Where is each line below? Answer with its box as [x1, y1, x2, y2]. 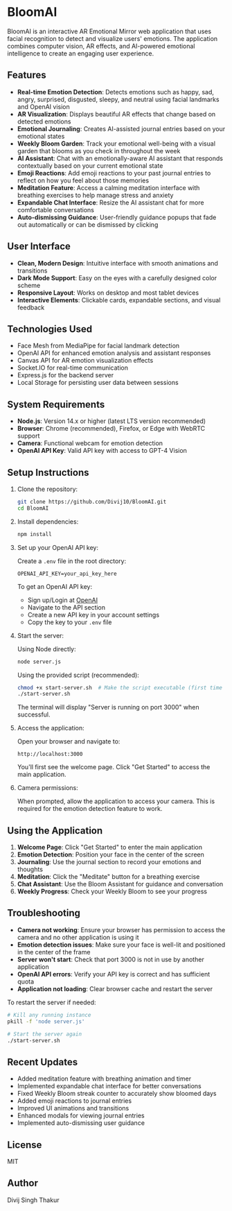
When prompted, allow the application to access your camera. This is [17, 797, 215, 805]
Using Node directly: [17, 644, 76, 653]
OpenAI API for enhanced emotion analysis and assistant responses [17, 349, 211, 357]
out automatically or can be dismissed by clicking [17, 220, 159, 229]
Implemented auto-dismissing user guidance [17, 1119, 145, 1127]
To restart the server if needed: [7, 998, 96, 1006]
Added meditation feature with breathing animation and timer [17, 1074, 192, 1083]
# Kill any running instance [7, 1011, 91, 1018]
